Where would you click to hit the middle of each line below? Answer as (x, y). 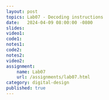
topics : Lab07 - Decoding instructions (55, 17)
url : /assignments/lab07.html (54, 77)
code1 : (14, 39)
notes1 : (16, 45)
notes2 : (16, 55)
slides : (16, 28)
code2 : (14, 50)
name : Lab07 (31, 72)
